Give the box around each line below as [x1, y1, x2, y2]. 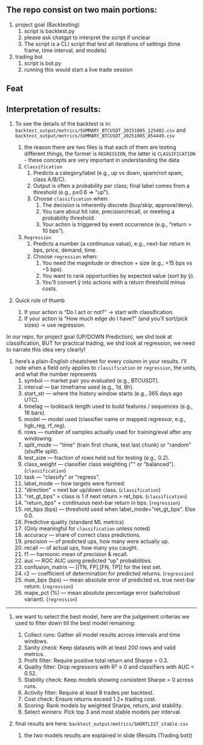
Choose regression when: [33, 253, 98, 260]
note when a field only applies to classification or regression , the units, [14, 364, 197, 372]
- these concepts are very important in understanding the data [24, 157, 180, 164]
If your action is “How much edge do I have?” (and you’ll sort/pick [24, 315, 188, 323]
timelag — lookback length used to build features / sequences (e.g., [24, 402, 193, 410]
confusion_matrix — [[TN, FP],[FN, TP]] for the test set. [24, 563, 162, 571]
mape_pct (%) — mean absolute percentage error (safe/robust [24, 589, 180, 597]
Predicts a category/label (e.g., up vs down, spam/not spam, [33, 169, 184, 177]
